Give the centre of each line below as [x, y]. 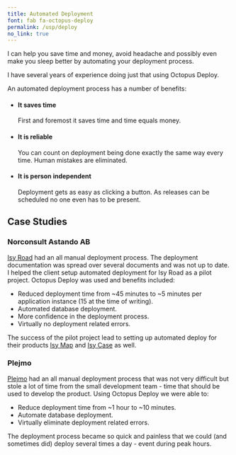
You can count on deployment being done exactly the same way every [120, 152]
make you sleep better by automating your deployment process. [101, 62]
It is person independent [55, 176]
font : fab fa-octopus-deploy [50, 21]
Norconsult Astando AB [49, 242]
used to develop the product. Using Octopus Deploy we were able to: [108, 393]
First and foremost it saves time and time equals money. [99, 120]
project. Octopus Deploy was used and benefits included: [91, 280]
